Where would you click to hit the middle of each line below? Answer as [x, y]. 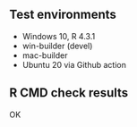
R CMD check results [69, 93]
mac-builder [45, 55]
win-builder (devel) [57, 46]
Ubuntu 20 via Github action [74, 64]
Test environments [63, 15]
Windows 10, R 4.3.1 [59, 36]
